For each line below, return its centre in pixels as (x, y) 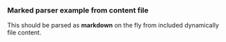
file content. (24, 32)
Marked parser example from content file (78, 10)
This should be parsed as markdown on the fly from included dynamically (113, 25)
